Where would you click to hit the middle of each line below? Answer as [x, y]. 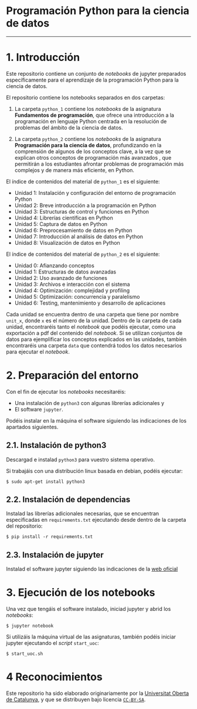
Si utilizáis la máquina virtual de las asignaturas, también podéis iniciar [91, 637]
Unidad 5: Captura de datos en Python [61, 224]
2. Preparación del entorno [72, 375]
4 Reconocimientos [54, 677]
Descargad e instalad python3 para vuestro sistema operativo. [81, 460]
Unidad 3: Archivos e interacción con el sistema [72, 284]
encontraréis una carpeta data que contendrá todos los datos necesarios [94, 345]
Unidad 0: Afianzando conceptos [55, 265]
